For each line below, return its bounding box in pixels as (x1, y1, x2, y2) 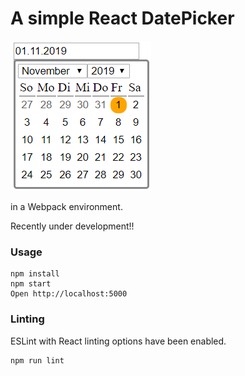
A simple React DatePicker (10, 7, 235, 30)
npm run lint (10, 355, 65, 366)
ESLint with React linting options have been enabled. (10, 335, 227, 347)
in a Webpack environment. (10, 200, 123, 212)
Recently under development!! (10, 220, 135, 232)
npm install (10, 269, 60, 279)
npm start (10, 279, 52, 289)
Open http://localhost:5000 (10, 289, 128, 299)
